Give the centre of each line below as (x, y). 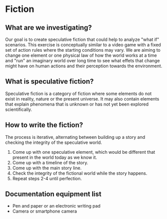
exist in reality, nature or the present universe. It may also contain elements (82, 99)
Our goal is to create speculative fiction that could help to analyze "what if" (82, 39)
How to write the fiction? (44, 125)
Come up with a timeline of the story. (50, 162)
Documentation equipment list (53, 194)
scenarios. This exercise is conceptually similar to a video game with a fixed (83, 45)
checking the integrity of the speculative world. (54, 142)
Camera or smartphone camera (45, 211)
